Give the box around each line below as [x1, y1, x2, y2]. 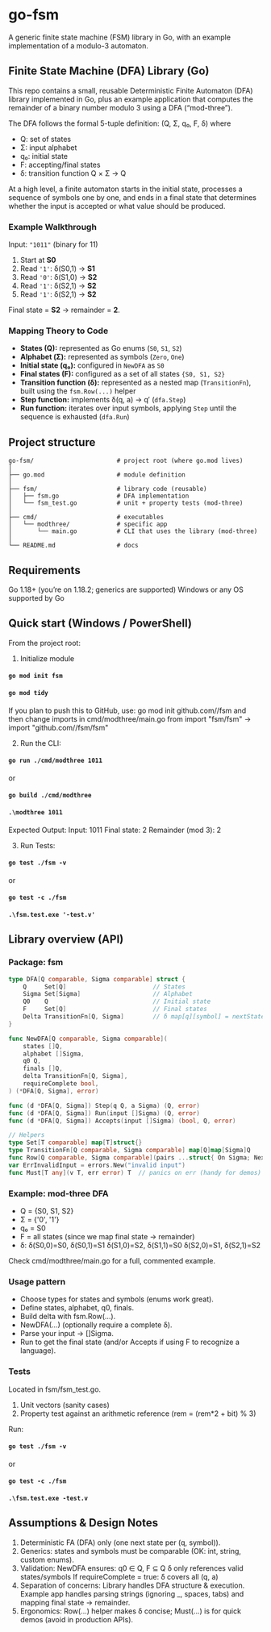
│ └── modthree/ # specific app [8, 520, 168, 529]
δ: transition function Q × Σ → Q [19, 168, 127, 178]
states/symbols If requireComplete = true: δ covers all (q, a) [19, 1572, 219, 1581]
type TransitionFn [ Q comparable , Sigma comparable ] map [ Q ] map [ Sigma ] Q [8, 1147, 251, 1155]
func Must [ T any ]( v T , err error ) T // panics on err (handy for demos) [8, 1168, 262, 1176]
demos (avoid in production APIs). [19, 1614, 134, 1624]
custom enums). [19, 1555, 75, 1564]
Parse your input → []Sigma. [19, 1329, 115, 1338]
